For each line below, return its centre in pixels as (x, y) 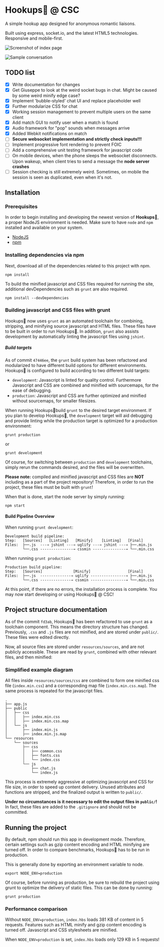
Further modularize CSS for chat (45, 106)
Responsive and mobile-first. (34, 38)
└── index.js (44, 773)
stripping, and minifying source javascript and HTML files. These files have (81, 326)
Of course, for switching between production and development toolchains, (79, 462)
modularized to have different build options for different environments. (76, 365)
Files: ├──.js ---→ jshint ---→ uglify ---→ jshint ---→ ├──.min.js (79, 545)
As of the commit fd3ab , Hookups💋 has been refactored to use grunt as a (79, 621)
